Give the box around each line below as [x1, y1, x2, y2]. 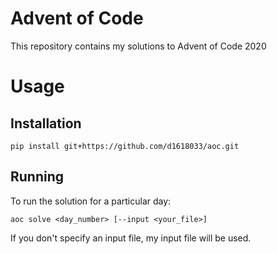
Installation [10, 115, 82, 132]
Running [10, 168, 65, 186]
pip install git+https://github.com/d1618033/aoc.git [10, 141, 240, 151]
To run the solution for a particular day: [10, 195, 172, 207]
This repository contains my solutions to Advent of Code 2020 [10, 40, 267, 52]
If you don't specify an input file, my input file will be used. [10, 232, 252, 244]
